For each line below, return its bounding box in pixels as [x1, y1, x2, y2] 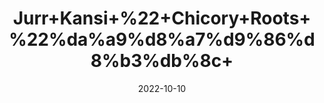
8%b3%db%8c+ [90, 50, 234, 72]
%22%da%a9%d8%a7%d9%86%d [8, 28, 316, 51]
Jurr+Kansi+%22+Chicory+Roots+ [12, 7, 312, 30]
